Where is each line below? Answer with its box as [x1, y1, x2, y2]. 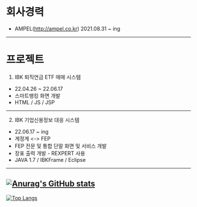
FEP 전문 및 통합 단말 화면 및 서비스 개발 [14, 142, 107, 150]
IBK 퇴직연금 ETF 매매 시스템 [14, 73, 81, 80]
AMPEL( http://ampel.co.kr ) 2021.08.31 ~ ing [14, 25, 121, 32]
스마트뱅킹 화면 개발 [14, 92, 60, 99]
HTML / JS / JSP [14, 99, 55, 106]
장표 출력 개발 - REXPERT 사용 [14, 150, 86, 157]
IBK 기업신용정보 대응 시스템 [14, 116, 80, 123]
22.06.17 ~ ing [14, 128, 49, 135]
